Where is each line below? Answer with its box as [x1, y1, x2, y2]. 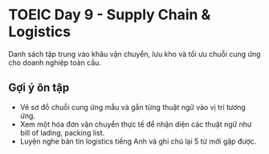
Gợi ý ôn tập [8, 81, 70, 95]
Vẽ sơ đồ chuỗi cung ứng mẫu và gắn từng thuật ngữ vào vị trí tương [19, 102, 247, 111]
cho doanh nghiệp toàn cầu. [8, 58, 102, 67]
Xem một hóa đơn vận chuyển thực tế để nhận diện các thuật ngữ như [19, 119, 252, 129]
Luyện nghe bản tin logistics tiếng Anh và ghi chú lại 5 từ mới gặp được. [19, 136, 257, 146]
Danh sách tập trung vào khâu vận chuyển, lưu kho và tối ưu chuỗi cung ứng [8, 49, 261, 59]
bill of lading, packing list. [19, 128, 105, 137]
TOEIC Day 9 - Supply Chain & [8, 6, 211, 24]
